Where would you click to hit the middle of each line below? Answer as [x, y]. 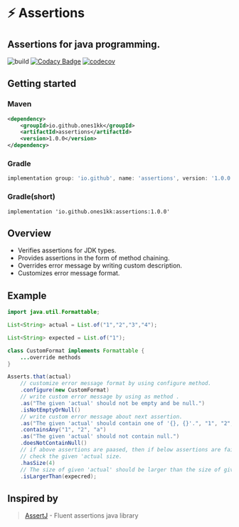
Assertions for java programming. [84, 44]
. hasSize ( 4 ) [38, 463]
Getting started [42, 84]
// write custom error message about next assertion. [101, 416]
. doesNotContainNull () [54, 443]
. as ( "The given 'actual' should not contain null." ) [100, 436]
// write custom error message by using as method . [100, 397]
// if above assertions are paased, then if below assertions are [121, 450]
